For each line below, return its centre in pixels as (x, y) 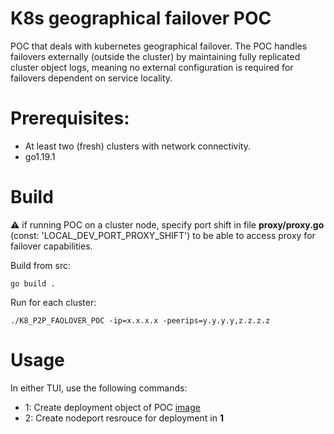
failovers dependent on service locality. (91, 78)
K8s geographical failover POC (141, 18)
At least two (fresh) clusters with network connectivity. (137, 146)
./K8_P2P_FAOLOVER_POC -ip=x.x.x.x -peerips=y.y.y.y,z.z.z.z (140, 320)
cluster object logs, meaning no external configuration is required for (152, 67)
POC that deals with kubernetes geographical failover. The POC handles (159, 46)
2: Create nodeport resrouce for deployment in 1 (124, 418)
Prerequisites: (70, 118)
